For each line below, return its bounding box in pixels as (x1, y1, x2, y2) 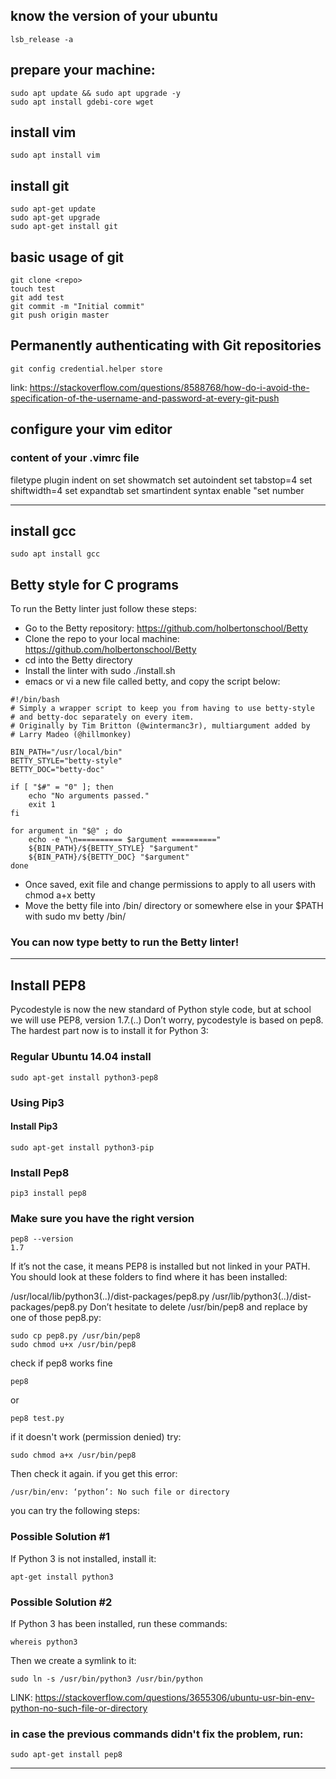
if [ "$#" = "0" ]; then (10, 782, 114, 793)
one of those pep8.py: (10, 1312, 102, 1324)
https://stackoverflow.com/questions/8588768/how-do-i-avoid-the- (29, 381, 310, 393)
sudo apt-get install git (10, 222, 118, 232)
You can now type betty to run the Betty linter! (10, 935, 240, 949)
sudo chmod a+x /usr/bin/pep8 (10, 1450, 137, 1461)
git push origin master (10, 310, 110, 321)
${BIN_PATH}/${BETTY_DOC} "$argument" (28, 852, 190, 863)
